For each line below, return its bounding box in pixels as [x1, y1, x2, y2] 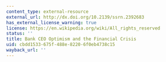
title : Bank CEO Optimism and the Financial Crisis [6, 36, 136, 42]
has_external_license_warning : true [6, 19, 97, 25]
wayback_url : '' [6, 47, 46, 53]
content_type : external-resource [6, 8, 89, 15]
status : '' [6, 31, 33, 37]
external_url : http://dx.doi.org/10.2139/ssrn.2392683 [6, 14, 145, 20]
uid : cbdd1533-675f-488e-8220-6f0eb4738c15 [6, 42, 116, 48]
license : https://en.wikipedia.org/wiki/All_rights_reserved [6, 25, 161, 31]
